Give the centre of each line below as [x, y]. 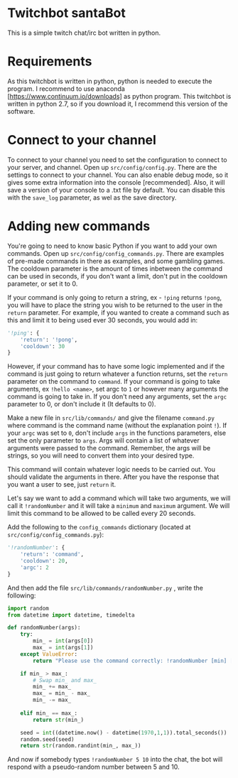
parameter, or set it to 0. [43, 283]
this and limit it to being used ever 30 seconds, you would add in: [103, 320]
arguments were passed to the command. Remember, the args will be [109, 448]
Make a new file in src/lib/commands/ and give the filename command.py [111, 418]
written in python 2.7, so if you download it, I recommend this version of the [118, 104]
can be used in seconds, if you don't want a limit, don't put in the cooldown [118, 276]
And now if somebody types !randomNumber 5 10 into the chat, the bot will [115, 760]
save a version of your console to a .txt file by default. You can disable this [116, 190]
